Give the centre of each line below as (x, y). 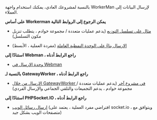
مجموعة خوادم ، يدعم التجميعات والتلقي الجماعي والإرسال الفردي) (72, 88)
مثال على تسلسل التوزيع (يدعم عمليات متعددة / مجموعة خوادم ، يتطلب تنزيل (82, 31)
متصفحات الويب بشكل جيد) (37, 112)
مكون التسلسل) (26, 36)
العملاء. (11, 12)
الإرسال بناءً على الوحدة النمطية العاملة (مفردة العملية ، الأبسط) (70, 45)
